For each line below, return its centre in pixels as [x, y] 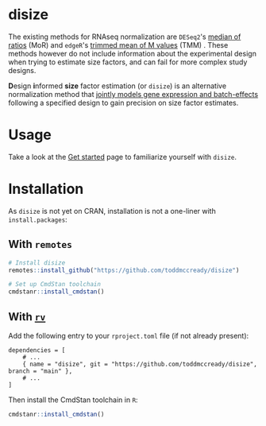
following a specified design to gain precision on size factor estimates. [123, 103]
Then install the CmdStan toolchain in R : [73, 400]
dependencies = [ [37, 350]
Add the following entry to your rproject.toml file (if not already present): [129, 335]
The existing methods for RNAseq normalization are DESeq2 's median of [125, 37]
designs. [22, 70]
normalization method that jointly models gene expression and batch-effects [133, 94]
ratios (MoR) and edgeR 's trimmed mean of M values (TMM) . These [118, 45]
